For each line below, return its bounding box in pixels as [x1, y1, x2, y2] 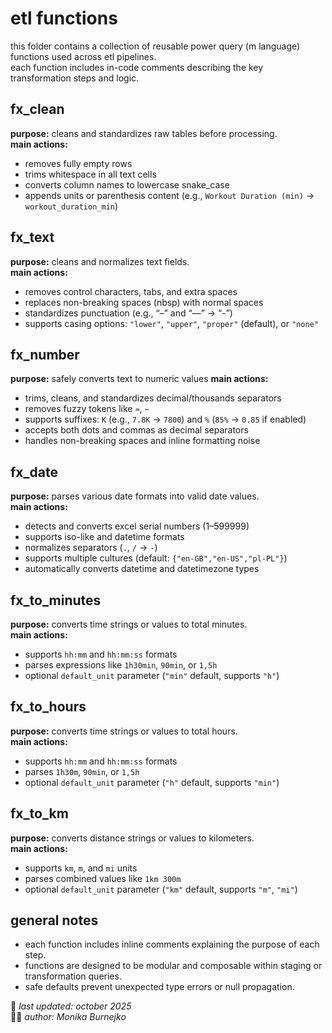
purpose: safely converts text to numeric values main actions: [10, 373, 269, 385]
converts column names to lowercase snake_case [24, 178, 230, 191]
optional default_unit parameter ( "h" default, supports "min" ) [24, 776, 280, 788]
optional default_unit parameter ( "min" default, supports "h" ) [24, 670, 280, 681]
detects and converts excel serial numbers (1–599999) [24, 520, 250, 532]
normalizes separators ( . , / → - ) [24, 542, 158, 554]
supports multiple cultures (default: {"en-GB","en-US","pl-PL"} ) [24, 552, 288, 564]
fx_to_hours [10, 698, 87, 716]
